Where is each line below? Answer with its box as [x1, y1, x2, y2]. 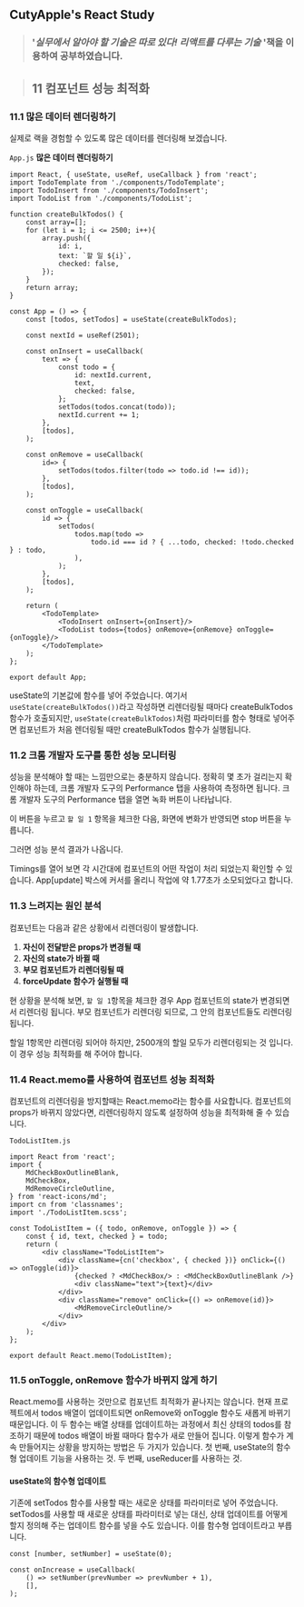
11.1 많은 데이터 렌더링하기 [9, 110, 116, 123]
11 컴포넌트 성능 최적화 [31, 81, 150, 96]
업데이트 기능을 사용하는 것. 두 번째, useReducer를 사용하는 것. [18, 1453, 242, 1464]
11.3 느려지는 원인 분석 [9, 900, 102, 913]
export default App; [9, 673, 88, 682]
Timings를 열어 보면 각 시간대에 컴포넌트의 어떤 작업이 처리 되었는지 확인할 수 [9, 863, 284, 874]
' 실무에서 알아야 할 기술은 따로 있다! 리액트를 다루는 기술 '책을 [31, 36, 284, 49]
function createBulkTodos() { [9, 210, 124, 219]
